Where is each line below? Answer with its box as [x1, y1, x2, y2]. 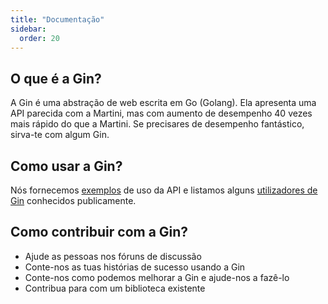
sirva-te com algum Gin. [10, 129, 110, 141]
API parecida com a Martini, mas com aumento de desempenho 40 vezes [10, 107, 313, 120]
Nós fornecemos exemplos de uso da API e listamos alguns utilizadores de [10, 184, 318, 196]
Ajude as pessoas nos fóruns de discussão [24, 250, 202, 262]
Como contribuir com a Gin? [10, 224, 189, 241]
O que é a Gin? [10, 70, 102, 87]
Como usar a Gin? [10, 157, 123, 175]
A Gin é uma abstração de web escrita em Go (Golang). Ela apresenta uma [10, 97, 317, 109]
